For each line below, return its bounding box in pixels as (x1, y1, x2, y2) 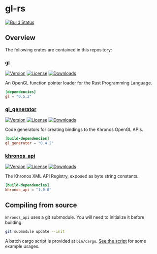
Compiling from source (5, 201, 77, 210)
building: (5, 219, 23, 225)
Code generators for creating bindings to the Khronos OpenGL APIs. (5, 127, 144, 132)
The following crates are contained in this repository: (5, 46, 112, 52)
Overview (5, 34, 36, 42)
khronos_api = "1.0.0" (5, 187, 52, 193)
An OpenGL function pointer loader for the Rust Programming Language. (5, 80, 153, 86)
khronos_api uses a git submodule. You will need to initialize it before (5, 214, 145, 220)
